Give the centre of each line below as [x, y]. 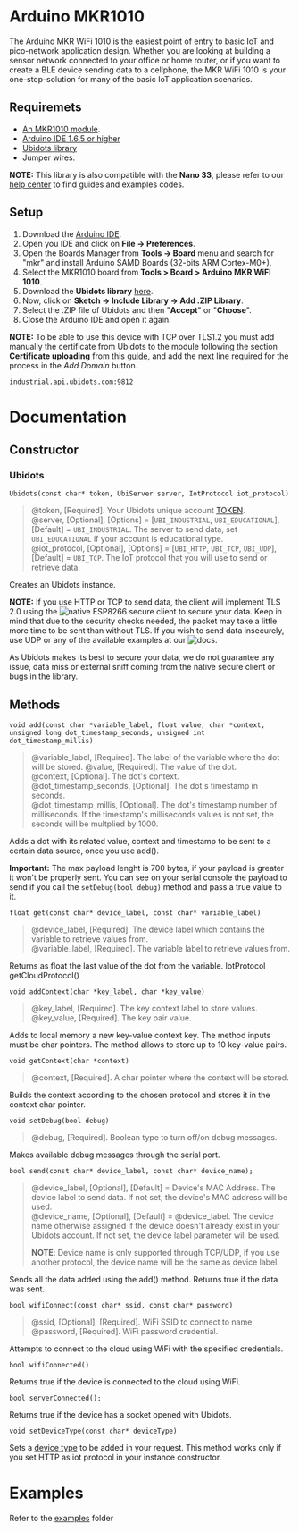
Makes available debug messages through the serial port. [115, 1155]
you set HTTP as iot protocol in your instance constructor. [116, 1457]
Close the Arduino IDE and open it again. [96, 319]
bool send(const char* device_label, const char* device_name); [131, 1172]
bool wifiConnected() [50, 1366]
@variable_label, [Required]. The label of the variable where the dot [155, 758]
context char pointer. [48, 1105]
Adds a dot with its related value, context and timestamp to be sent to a [140, 842]
